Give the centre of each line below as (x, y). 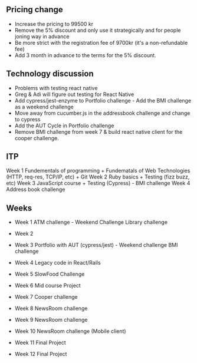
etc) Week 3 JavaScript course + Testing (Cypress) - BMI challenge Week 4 (98, 183)
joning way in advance (42, 36)
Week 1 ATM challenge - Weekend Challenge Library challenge (91, 222)
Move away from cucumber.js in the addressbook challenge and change (102, 113)
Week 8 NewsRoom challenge (51, 308)
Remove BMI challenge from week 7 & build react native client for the (98, 131)
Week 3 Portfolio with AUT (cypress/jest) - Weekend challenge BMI (96, 245)
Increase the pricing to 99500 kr (54, 24)
